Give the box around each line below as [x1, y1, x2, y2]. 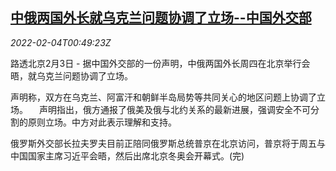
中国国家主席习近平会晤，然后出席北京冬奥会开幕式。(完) [10, 149, 245, 162]
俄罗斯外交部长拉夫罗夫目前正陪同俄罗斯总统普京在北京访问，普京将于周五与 [10, 137, 326, 149]
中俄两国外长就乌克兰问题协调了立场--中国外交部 [10, 9, 312, 27]
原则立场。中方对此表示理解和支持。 [27, 116, 177, 128]
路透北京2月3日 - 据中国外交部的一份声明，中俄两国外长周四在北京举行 [10, 57, 302, 69]
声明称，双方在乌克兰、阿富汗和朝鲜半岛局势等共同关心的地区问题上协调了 [10, 91, 317, 103]
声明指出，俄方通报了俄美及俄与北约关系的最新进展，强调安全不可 [38, 103, 311, 115]
